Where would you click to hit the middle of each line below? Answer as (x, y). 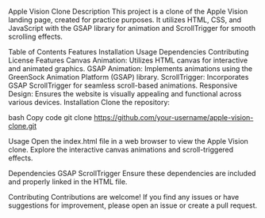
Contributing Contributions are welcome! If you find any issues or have (124, 197)
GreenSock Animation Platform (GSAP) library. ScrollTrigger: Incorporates (129, 77)
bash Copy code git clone (50, 117)
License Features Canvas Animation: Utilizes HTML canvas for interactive (128, 60)
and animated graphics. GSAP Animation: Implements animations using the (130, 69)
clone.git (23, 126)
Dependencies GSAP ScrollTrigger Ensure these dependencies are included (132, 173)
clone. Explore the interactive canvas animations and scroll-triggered (121, 150)
